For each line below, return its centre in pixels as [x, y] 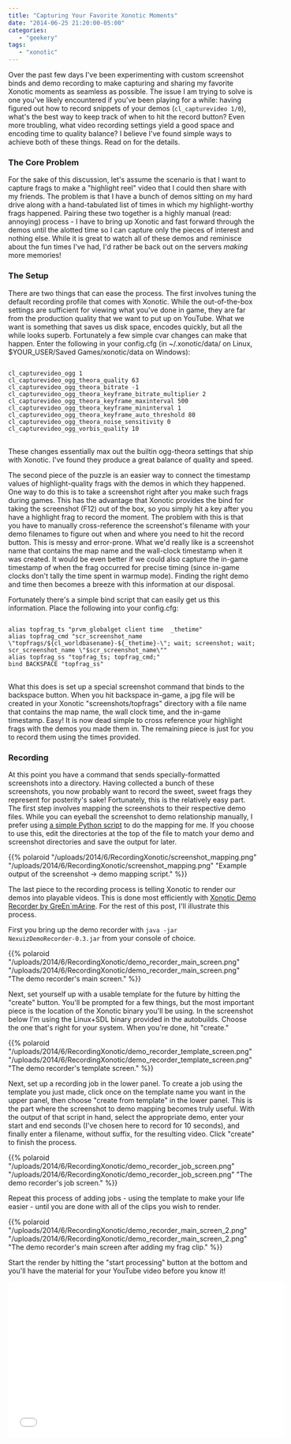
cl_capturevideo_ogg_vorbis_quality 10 [74, 429]
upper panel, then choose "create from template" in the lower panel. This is [131, 1100]
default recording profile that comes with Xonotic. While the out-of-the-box [131, 301]
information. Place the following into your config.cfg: [93, 608]
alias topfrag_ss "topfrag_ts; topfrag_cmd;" [84, 657]
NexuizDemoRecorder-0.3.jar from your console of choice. [102, 938]
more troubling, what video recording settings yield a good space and [121, 125]
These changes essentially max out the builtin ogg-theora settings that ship [131, 451]
